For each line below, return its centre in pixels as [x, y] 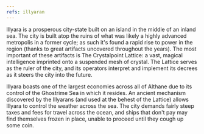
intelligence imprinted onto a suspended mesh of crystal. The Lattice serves [102, 62]
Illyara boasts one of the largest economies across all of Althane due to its [99, 86]
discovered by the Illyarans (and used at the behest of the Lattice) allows [97, 99]
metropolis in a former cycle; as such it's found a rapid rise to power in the [100, 42]
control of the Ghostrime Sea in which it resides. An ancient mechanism [96, 93]
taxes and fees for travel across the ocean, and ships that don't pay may [97, 112]
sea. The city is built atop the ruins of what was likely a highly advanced [97, 36]
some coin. [20, 125]
